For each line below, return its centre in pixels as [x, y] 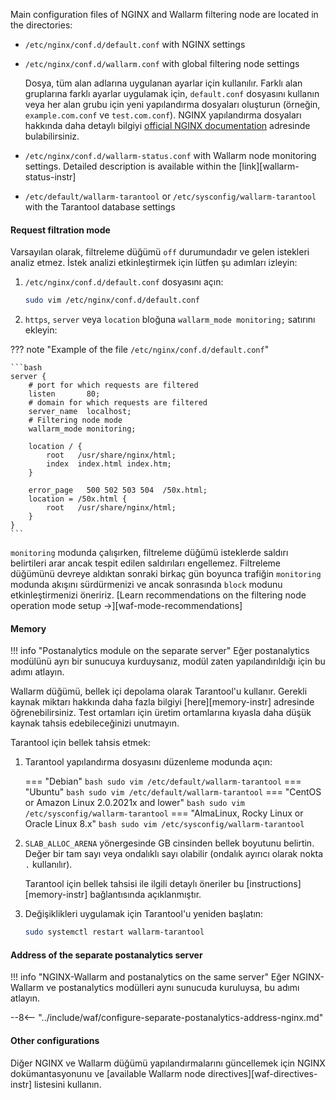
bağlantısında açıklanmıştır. [145, 895]
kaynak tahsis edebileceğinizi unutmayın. [95, 723]
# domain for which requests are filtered [118, 403]
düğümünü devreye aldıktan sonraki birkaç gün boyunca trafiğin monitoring [166, 574]
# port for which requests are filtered [113, 385]
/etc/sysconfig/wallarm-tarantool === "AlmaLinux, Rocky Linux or [164, 813]
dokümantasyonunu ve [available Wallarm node [108, 1073]
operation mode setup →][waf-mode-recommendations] [126, 606]
